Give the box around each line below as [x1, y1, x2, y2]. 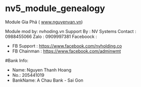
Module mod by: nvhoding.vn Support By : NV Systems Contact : [5, 28, 137, 34]
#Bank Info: [5, 57, 28, 63]
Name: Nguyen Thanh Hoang [12, 67, 72, 73]
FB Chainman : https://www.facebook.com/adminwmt [12, 48, 121, 54]
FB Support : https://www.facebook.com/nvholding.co [12, 43, 122, 49]
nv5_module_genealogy [5, 3, 106, 14]
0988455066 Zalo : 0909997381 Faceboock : [5, 34, 97, 39]
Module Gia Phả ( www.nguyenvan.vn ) [5, 19, 83, 25]
